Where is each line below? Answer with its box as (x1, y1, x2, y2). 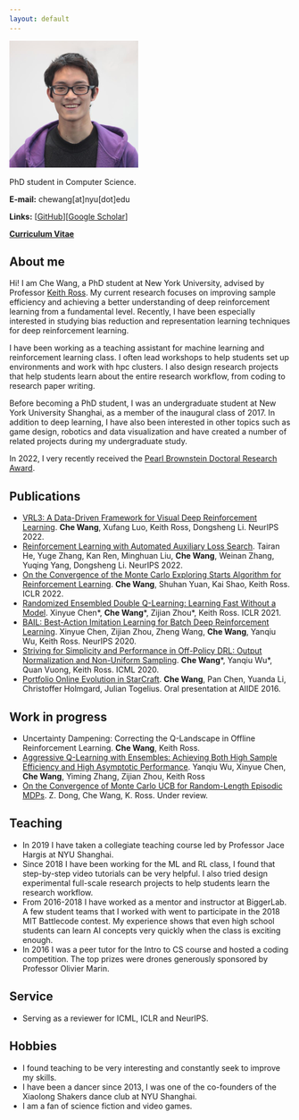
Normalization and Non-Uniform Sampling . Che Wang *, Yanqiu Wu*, (21, 655, 273, 666)
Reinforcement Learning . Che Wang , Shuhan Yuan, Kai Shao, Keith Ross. (21, 579, 290, 590)
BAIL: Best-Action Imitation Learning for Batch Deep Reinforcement (21, 617, 270, 627)
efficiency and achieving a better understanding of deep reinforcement (9, 297, 270, 307)
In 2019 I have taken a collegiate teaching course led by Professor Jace (21, 839, 285, 850)
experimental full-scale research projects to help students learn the (21, 877, 270, 888)
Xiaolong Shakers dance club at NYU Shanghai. (21, 1091, 198, 1101)
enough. (21, 934, 54, 945)
